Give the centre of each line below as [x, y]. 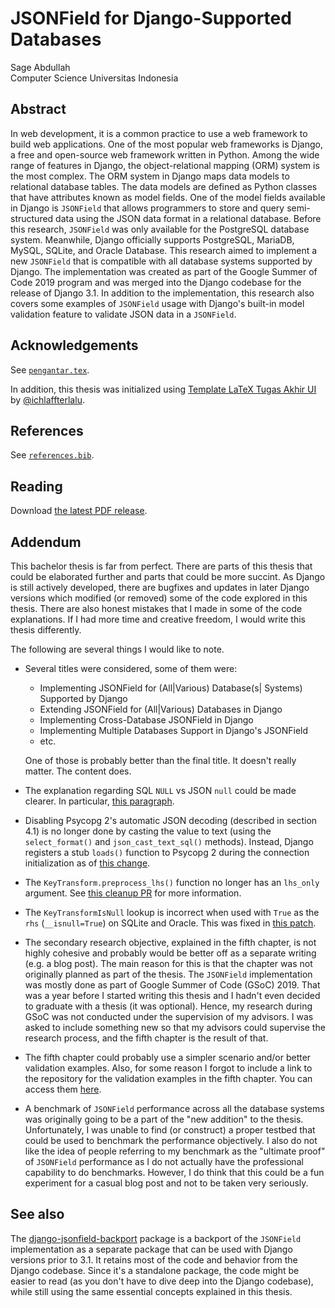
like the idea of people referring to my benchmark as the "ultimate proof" [175, 1151]
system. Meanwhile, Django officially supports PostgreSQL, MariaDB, [152, 239]
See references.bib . [52, 455]
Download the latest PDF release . [79, 511]
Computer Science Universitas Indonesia [94, 78]
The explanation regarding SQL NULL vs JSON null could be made [160, 790]
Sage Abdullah [40, 67]
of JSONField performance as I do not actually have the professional [164, 1161]
